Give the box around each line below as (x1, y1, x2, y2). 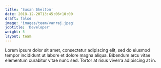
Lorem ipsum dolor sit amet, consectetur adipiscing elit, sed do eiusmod (5, 47, 150, 53)
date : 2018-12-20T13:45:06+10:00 (5, 12, 73, 16)
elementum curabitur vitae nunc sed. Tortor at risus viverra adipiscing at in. (5, 57, 156, 63)
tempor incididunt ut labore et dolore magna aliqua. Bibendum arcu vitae (5, 52, 151, 58)
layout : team (5, 34, 32, 39)
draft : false (5, 16, 32, 21)
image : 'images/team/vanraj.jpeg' (5, 20, 76, 26)
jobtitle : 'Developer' (5, 25, 51, 30)
